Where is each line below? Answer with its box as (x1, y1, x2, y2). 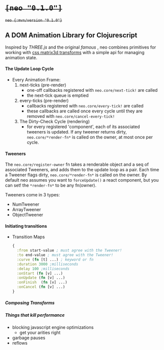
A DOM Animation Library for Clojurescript (5, 31, 138, 40)
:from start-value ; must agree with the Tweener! (17, 248, 122, 253)
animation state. (5, 54, 38, 60)
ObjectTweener (12, 212, 44, 218)
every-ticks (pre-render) (19, 97, 69, 104)
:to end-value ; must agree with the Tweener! (17, 253, 114, 258)
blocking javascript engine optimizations (12, 324, 94, 330)
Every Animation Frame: (12, 77, 61, 82)
